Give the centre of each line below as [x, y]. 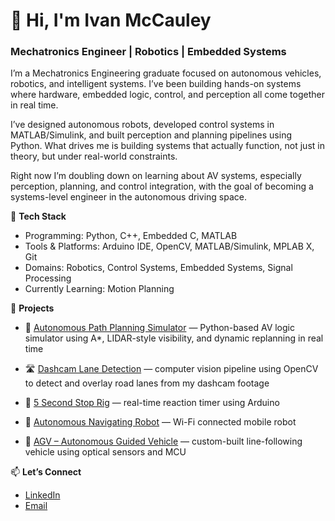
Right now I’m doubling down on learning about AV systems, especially [156, 176]
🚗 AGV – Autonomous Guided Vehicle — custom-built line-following [163, 441]
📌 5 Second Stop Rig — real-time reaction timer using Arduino [152, 403]
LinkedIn [42, 495]
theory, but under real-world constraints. [94, 156]
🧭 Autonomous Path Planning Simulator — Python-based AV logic [159, 328]
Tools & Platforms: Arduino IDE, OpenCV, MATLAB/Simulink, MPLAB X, [169, 246]
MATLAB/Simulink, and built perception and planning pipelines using [151, 135]
